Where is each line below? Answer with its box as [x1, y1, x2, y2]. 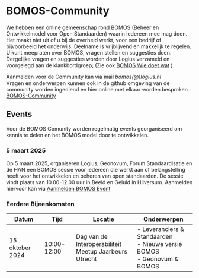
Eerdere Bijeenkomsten [6, 200, 75, 208]
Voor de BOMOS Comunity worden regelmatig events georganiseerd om [6, 125, 182, 132]
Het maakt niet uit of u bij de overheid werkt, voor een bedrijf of [6, 36, 162, 43]
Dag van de [76, 233, 108, 241]
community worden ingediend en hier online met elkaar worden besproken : [6, 86, 191, 93]
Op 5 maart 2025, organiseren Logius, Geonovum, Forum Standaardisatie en [6, 160, 192, 167]
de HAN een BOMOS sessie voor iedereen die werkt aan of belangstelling [6, 166, 185, 173]
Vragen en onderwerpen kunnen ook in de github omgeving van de [6, 79, 170, 87]
